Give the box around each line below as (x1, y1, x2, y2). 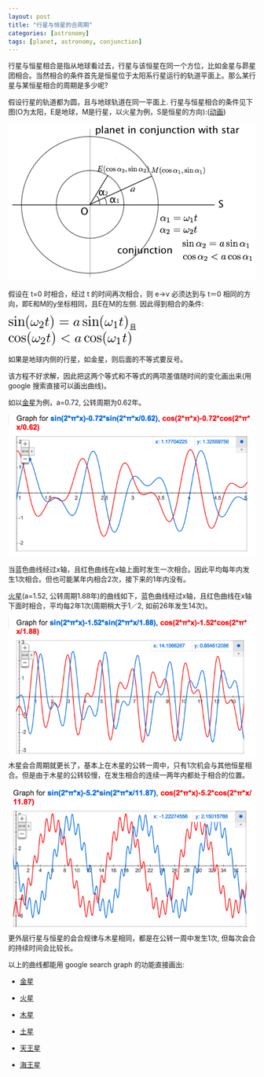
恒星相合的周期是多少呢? (28, 81, 108, 90)
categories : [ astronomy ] (8, 29, 90, 37)
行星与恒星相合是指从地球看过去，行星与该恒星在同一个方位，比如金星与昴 (8, 61, 249, 71)
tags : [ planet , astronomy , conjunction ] (8, 38, 143, 46)
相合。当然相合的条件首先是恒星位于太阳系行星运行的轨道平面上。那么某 (14, 71, 249, 80)
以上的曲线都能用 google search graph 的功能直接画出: (8, 960, 185, 969)
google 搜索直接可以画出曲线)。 (8, 381, 112, 390)
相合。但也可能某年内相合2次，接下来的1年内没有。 (24, 574, 190, 584)
